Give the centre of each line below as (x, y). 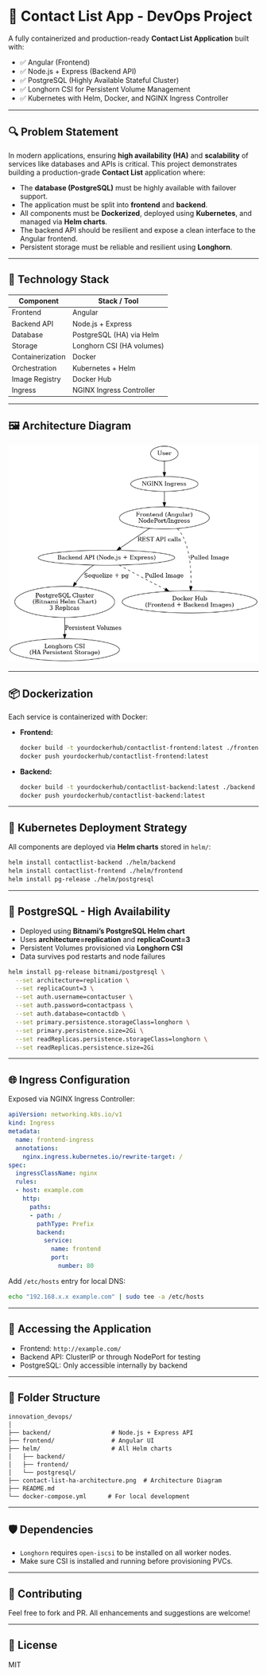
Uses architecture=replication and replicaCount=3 (105, 939)
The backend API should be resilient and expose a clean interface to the (137, 230)
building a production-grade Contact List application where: (107, 172)
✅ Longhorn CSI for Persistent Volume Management (105, 89)
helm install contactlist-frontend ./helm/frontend (95, 871)
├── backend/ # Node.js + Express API (101, 1433)
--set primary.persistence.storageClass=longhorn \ (103, 1022)
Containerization (39, 357)
